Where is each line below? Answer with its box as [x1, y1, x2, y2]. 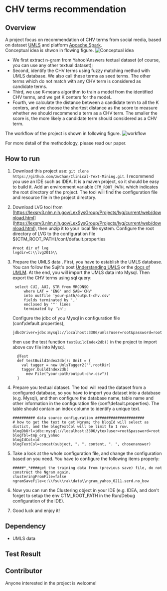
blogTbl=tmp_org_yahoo [12, 432, 60, 438]
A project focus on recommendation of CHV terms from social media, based [5, 36, 162, 42]
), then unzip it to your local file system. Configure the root [34, 225, 155, 231]
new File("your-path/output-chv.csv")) [25, 371, 109, 376]
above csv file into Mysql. [12, 344, 65, 350]
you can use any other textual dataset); [12, 62, 93, 68]
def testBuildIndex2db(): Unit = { [17, 358, 91, 363]
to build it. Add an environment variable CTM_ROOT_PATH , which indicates [12, 183, 159, 189]
